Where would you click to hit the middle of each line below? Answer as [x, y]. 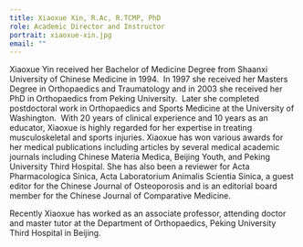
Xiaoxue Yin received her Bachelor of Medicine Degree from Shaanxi [139, 70]
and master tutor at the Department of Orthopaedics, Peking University [143, 223]
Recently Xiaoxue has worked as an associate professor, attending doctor [148, 214]
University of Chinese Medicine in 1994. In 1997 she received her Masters [149, 80]
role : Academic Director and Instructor [88, 27]
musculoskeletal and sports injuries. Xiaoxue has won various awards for [146, 137]
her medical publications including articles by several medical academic [145, 147]
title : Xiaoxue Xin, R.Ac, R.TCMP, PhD [85, 18]
